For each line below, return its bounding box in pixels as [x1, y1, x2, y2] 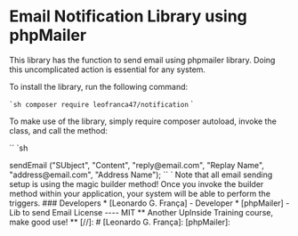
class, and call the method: [9, 125, 109, 135]
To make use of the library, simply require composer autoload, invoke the [9, 116, 278, 126]
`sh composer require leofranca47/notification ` [9, 98, 194, 109]
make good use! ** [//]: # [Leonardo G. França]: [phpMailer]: [9, 216, 231, 227]
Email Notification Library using [9, 6, 247, 27]
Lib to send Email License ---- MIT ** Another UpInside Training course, [9, 207, 274, 217]
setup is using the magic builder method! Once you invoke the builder [9, 178, 264, 189]
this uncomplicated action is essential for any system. [9, 64, 206, 75]
